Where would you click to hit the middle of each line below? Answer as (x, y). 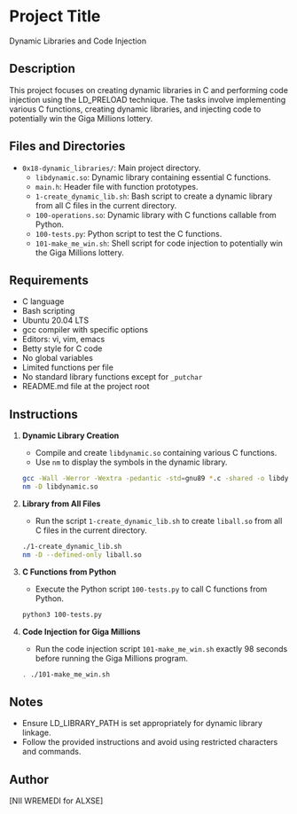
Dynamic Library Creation (70, 435)
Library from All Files (61, 504)
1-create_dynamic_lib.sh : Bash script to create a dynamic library (154, 196)
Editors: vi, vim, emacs (63, 340)
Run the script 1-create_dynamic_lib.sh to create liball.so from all (159, 520)
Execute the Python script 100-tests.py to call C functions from (151, 589)
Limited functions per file (67, 368)
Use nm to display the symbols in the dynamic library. (131, 462)
